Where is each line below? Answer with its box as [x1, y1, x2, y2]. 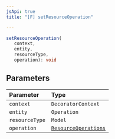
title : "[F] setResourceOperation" [6, 14, 94, 20]
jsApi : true [6, 8, 35, 15]
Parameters [6, 73, 50, 83]
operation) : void [14, 57, 57, 63]
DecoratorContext [51, 100, 100, 107]
